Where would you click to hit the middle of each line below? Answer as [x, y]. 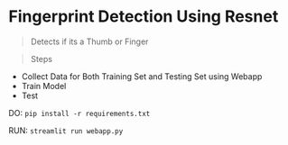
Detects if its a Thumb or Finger [89, 41]
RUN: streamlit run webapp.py [66, 130]
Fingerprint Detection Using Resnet [144, 17]
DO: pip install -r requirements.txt [79, 113]
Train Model [44, 86]
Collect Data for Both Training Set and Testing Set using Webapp [142, 76]
